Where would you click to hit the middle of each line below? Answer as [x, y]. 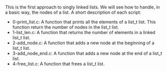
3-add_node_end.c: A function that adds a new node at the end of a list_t [87, 53]
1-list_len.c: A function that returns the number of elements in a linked [84, 32]
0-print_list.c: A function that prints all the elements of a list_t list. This [84, 22]
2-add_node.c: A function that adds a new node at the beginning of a [83, 43]
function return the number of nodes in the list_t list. [66, 27]
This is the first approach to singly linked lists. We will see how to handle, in [83, 7]
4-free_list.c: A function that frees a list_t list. [58, 64]
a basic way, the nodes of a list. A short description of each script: [73, 12]
